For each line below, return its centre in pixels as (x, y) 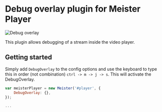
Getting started (29, 57)
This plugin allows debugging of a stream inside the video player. (70, 42)
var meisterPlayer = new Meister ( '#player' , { (53, 88)
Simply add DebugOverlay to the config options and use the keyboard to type (81, 69)
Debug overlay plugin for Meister (73, 9)
